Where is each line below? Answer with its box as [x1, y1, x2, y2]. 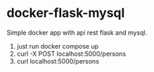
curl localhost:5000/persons [16, 56, 100, 65]
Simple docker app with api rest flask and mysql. [6, 28, 148, 37]
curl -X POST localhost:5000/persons [16, 49, 127, 58]
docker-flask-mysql [6, 5, 125, 21]
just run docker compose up [16, 42, 99, 50]
